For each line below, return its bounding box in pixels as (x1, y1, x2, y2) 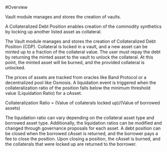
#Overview (5, 4, 28, 10)
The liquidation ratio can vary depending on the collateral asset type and (5, 115, 155, 121)
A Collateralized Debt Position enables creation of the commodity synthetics (5, 23, 162, 29)
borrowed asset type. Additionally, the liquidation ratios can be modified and (5, 120, 162, 126)
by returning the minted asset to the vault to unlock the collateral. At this (5, 54, 154, 60)
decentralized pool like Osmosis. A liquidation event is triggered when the (5, 79, 157, 85)
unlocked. (5, 65, 26, 71)
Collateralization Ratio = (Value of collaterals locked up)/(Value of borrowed (5, 100, 161, 106)
